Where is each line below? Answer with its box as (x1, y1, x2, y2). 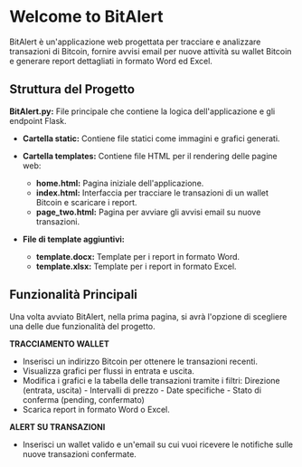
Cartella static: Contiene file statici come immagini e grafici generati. (22, 133, 280, 144)
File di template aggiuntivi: (22, 233, 125, 244)
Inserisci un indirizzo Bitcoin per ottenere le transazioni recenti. (22, 356, 258, 367)
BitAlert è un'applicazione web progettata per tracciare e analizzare (9, 36, 261, 47)
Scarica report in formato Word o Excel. (22, 404, 170, 415)
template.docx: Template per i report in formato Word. (35, 251, 241, 262)
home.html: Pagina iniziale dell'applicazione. (35, 177, 204, 188)
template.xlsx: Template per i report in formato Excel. (35, 261, 237, 272)
